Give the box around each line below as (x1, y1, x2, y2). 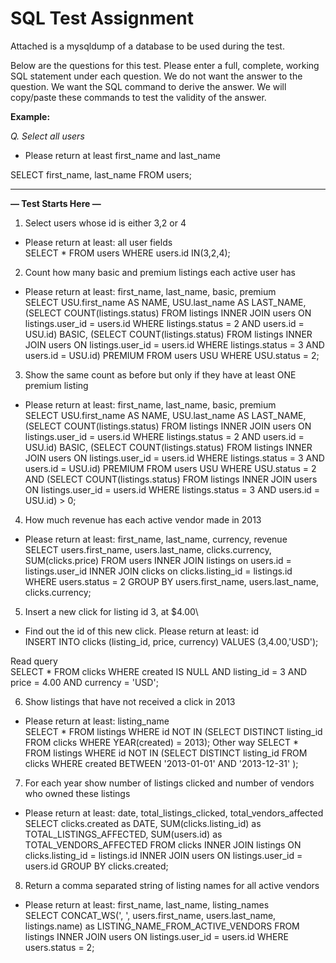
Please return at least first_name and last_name (24, 149, 221, 161)
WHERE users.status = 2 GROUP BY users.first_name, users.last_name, (24, 575, 320, 587)
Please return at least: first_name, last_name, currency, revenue (24, 533, 288, 545)
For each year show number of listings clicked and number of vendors (24, 777, 315, 789)
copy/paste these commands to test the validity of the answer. (10, 91, 267, 103)
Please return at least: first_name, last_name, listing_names (24, 898, 270, 911)
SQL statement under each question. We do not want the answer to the (10, 70, 303, 82)
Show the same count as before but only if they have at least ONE (24, 368, 297, 381)
